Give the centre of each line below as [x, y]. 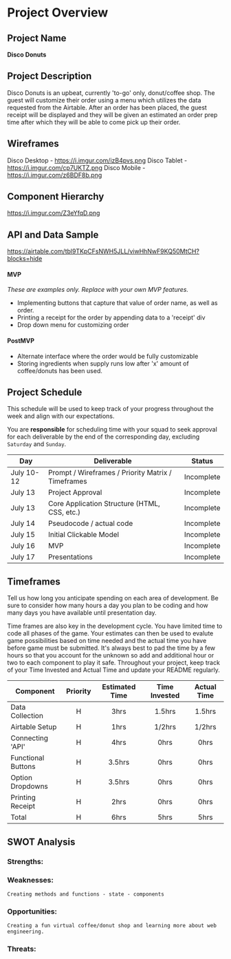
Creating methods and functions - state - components [86, 894]
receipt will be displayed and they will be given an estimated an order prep [112, 114]
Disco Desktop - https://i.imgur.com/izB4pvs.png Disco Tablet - [97, 160]
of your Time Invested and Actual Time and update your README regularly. [113, 670]
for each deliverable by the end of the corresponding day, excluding [103, 437]
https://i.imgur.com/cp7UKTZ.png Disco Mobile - [76, 167]
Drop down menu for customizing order [73, 325]
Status [202, 461]
